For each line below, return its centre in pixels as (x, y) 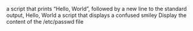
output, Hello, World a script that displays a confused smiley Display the (96, 15)
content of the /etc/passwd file (45, 22)
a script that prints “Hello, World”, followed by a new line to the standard (96, 9)
